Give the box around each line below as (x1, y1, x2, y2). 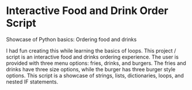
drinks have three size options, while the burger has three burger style (6, 65, 176, 72)
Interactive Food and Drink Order (6, 4, 169, 18)
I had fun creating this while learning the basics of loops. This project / (6, 47, 177, 54)
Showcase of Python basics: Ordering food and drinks (6, 36, 137, 43)
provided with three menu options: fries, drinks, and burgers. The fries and (6, 60, 186, 67)
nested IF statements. (6, 78, 59, 85)
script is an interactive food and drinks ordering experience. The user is (6, 53, 179, 60)
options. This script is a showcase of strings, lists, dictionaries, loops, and (6, 72, 184, 79)
